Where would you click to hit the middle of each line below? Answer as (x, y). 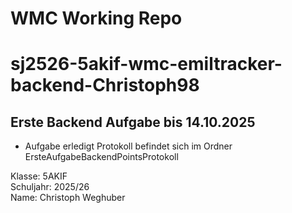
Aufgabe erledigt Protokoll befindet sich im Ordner (128, 146)
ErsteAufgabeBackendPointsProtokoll (101, 157)
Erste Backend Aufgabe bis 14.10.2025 (133, 122)
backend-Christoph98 (105, 85)
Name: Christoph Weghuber (68, 198)
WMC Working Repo (96, 18)
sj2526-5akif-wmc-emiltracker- (146, 64)
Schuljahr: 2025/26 (50, 187)
